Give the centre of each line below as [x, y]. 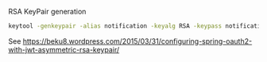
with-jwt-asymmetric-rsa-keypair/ [64, 49]
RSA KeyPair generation [47, 12]
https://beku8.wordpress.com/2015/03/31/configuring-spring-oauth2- [137, 41]
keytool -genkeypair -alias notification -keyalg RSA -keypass [115, 26]
